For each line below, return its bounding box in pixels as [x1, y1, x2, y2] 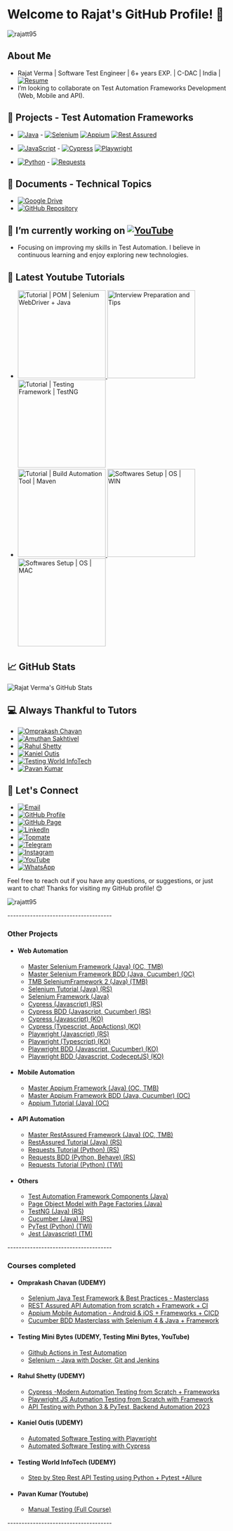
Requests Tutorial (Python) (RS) [27, 1145, 119, 1154]
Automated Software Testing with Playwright [27, 1434, 157, 1442]
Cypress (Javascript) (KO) [27, 1014, 104, 1023]
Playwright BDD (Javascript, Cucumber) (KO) [27, 1044, 159, 1053]
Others [17, 1176, 39, 1185]
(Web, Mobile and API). [17, 91, 85, 99]
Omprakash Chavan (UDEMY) [17, 1278, 107, 1287]
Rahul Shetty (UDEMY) [17, 1372, 86, 1380]
